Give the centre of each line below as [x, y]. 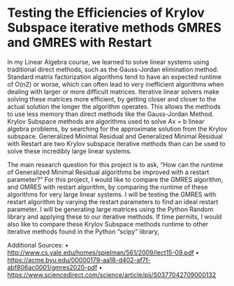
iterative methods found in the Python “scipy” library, [83, 231]
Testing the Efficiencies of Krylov [106, 13]
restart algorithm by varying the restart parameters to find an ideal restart [113, 201]
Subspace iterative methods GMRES [114, 28]
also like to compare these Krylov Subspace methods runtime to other [108, 224]
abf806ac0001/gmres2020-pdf [52, 267]
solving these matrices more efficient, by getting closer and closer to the [112, 99]
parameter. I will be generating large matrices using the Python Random [110, 209]
